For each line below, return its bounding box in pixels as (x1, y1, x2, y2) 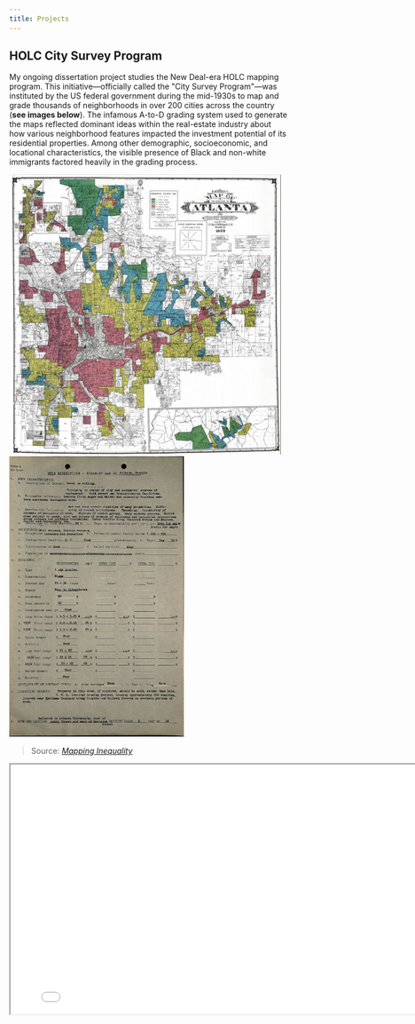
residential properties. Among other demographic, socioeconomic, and (9, 138, 269, 148)
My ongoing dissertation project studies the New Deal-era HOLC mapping (9, 72, 279, 83)
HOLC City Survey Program (9, 49, 162, 64)
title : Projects (9, 14, 69, 23)
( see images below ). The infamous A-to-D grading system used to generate (9, 109, 288, 120)
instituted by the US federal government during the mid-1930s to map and (9, 91, 279, 101)
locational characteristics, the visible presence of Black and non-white (9, 147, 267, 158)
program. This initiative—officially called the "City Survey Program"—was (9, 81, 278, 92)
